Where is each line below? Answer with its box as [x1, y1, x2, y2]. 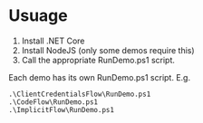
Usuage [8, 5, 69, 26]
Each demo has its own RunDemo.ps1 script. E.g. [8, 71, 191, 82]
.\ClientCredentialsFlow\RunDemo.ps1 [8, 90, 151, 99]
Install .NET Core [21, 35, 85, 46]
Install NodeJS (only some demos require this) [21, 44, 196, 55]
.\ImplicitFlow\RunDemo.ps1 [8, 105, 115, 114]
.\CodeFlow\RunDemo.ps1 [8, 97, 99, 107]
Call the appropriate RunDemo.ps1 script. [21, 54, 176, 65]
